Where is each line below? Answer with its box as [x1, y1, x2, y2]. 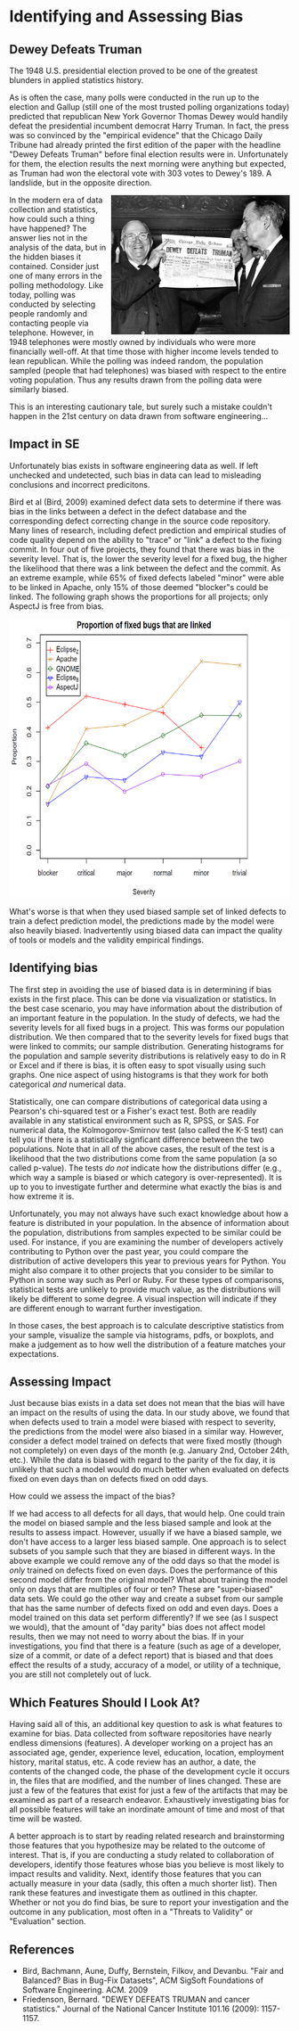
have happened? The [9, 223, 87, 234]
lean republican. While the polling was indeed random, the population [9, 356, 264, 366]
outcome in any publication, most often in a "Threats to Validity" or [9, 1906, 254, 1918]
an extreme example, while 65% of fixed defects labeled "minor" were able [9, 572, 285, 583]
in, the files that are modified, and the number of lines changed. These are [9, 1776, 282, 1787]
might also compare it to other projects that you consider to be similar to [9, 1264, 274, 1276]
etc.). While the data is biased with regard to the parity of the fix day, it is [9, 1455, 276, 1466]
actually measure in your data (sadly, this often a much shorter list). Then [9, 1879, 278, 1889]
